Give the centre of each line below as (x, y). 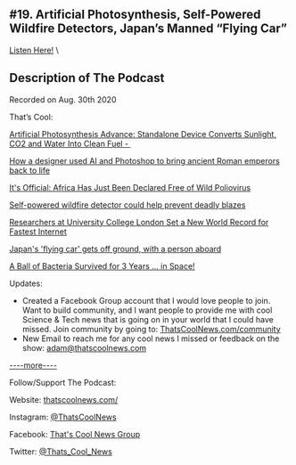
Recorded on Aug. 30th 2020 (63, 99)
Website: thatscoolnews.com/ (64, 399)
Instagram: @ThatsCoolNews (63, 417)
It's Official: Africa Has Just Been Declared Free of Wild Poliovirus (130, 187)
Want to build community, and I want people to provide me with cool (147, 310)
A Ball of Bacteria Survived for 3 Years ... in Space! (102, 265)
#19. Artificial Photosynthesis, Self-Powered (135, 15)
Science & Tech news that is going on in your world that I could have (148, 319)
